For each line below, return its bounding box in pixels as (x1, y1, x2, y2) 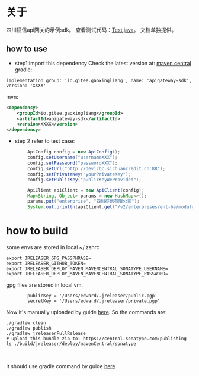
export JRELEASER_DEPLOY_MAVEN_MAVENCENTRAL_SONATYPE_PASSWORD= (6, 271, 168, 277)
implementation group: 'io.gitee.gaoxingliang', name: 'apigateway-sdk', (6, 77, 192, 83)
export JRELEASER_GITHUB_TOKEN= (6, 260, 86, 267)
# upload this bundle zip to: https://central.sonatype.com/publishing (6, 336, 187, 341)
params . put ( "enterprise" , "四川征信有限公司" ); (27, 199, 140, 205)
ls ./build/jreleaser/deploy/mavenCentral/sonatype (6, 340, 136, 347)
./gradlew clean (6, 319, 46, 326)
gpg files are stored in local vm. (6, 281, 83, 289)
